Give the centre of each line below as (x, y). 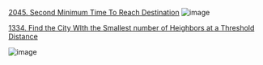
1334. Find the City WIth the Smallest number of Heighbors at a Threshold (131, 28)
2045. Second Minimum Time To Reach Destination (94, 12)
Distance (23, 37)
